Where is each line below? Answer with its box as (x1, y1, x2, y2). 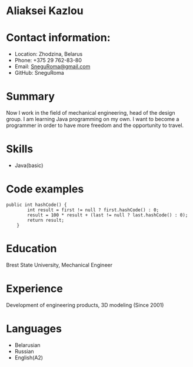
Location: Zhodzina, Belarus (14, 51, 83, 58)
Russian (14, 348, 34, 355)
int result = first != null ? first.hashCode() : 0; (27, 207, 159, 213)
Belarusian (14, 341, 41, 348)
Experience (6, 282, 63, 295)
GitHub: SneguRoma (14, 69, 65, 76)
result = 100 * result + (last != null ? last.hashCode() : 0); (27, 212, 188, 218)
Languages (6, 322, 62, 335)
